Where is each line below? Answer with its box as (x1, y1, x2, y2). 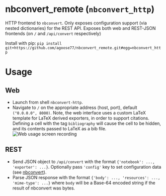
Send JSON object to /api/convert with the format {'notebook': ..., (12, 158, 155, 165)
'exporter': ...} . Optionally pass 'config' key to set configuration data (12, 164, 162, 170)
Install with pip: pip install (5, 40, 62, 46)
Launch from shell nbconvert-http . (12, 99, 83, 105)
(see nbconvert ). (12, 169, 47, 175)
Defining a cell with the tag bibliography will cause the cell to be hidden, (12, 120, 162, 126)
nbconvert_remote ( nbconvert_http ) (5, 3, 155, 15)
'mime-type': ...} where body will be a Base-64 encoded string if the (12, 180, 156, 186)
